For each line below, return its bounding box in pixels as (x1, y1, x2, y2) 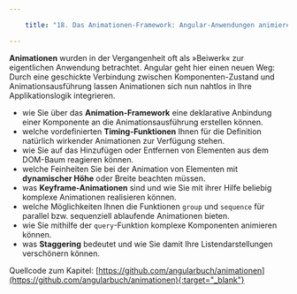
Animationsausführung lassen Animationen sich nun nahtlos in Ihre (9, 80, 252, 91)
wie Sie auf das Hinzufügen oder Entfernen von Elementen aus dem (21, 145, 270, 155)
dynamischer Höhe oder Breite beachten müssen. (21, 173, 206, 184)
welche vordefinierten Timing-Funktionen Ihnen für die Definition (21, 125, 263, 137)
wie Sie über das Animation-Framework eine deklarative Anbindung (21, 107, 272, 117)
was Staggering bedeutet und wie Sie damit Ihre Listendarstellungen (21, 238, 273, 249)
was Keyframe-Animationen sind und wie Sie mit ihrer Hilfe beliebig (21, 182, 272, 192)
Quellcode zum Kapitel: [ (9, 265, 99, 275)
